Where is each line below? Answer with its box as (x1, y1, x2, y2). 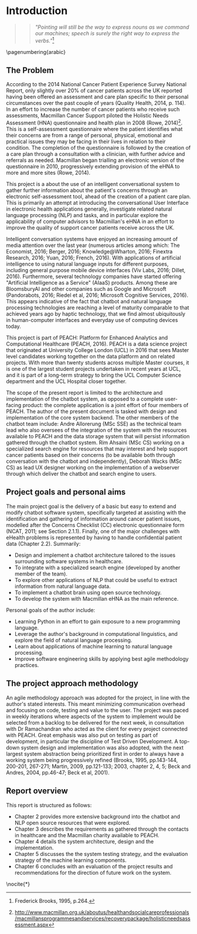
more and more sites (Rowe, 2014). (6, 169, 91, 177)
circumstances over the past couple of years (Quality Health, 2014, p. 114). (6, 100, 186, 107)
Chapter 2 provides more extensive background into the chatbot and (14, 813, 181, 820)
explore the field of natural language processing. (14, 637, 133, 644)
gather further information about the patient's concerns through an (6, 187, 168, 194)
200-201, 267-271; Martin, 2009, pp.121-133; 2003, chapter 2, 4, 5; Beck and (6, 763, 191, 770)
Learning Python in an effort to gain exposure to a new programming (14, 618, 181, 625)
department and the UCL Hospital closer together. (6, 378, 127, 385)
